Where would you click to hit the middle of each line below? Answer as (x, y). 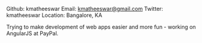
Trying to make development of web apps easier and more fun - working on (101, 27)
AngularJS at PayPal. (33, 33)
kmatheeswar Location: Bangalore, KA (54, 15)
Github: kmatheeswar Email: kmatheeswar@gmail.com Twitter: (85, 9)
